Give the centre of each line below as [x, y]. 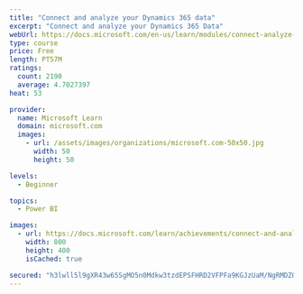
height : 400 [48, 250]
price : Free [32, 51]
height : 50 [54, 160]
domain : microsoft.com [60, 126]
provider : [28, 109]
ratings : [26, 69]
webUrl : [24, 34]
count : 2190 [40, 77]
